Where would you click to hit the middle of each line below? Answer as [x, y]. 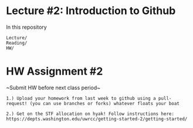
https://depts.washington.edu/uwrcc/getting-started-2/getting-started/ [97, 119]
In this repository [26, 27]
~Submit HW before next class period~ [53, 87]
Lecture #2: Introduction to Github [91, 11]
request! [17, 103]
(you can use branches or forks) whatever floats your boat [105, 103]
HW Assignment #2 [55, 71]
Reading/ [17, 43]
